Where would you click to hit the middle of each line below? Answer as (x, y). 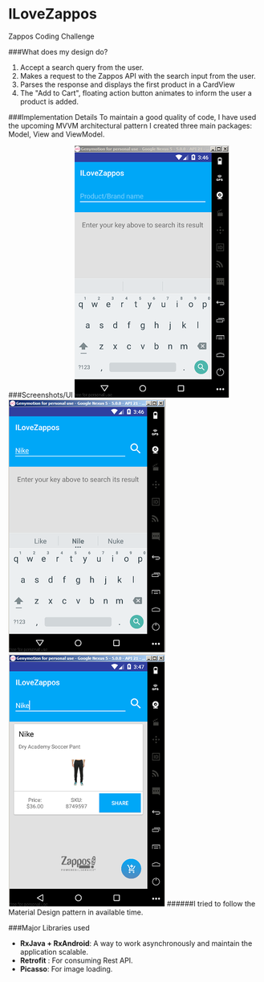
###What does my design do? (58, 51)
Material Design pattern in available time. (76, 912)
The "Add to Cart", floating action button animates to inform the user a (136, 92)
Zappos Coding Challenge (51, 36)
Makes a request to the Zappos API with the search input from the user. (138, 76)
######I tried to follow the (211, 903)
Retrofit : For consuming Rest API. (77, 960)
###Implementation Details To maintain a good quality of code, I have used (132, 117)
